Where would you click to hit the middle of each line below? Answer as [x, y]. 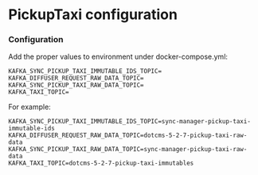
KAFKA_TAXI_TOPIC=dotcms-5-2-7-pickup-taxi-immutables [101, 163]
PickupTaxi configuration [93, 15]
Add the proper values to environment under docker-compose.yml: [118, 56]
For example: [30, 107]
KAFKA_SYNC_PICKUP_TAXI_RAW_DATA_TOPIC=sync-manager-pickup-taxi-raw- [128, 150]
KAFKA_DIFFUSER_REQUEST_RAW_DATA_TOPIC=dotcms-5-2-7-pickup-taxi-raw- [128, 136]
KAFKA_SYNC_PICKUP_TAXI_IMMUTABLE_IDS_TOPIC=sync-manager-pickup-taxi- [129, 122]
